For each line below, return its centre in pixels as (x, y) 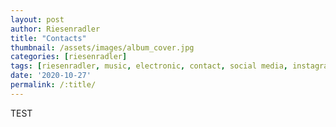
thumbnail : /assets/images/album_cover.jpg (102, 47)
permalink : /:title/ (53, 85)
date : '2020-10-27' (51, 76)
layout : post (37, 19)
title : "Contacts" (48, 38)
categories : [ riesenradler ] (69, 57)
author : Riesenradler (55, 29)
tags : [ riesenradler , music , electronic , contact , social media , (149, 66)
